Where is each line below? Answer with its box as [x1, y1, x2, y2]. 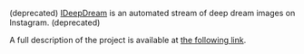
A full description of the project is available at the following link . [9, 35, 247, 45]
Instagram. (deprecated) [9, 17, 101, 28]
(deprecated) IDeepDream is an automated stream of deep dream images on [9, 8, 296, 18]
